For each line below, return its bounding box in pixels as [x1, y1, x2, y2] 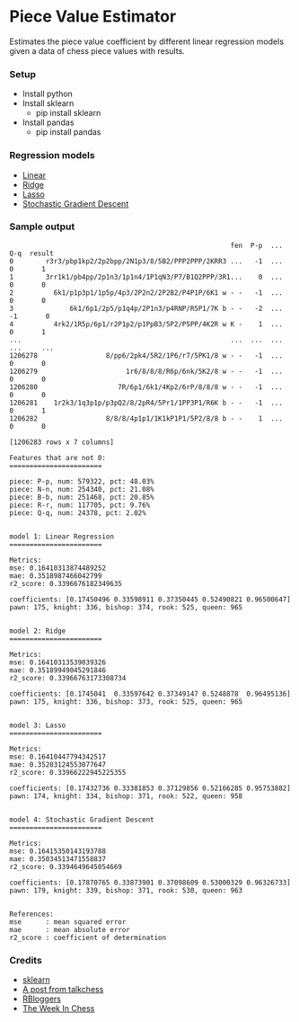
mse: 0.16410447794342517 [9, 752, 106, 761]
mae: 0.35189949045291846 [9, 665, 106, 675]
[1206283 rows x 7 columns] [9, 438, 115, 447]
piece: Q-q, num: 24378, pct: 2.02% [9, 508, 146, 518]
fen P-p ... [230, 241, 283, 250]
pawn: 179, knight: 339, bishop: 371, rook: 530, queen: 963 [9, 885, 243, 895]
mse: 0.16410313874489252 [9, 564, 106, 573]
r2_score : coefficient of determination [9, 933, 167, 942]
